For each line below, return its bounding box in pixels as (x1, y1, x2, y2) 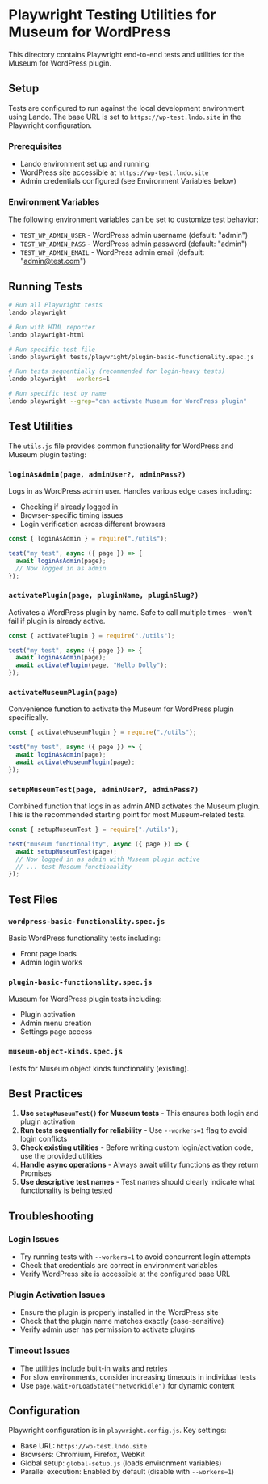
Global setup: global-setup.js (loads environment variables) (19, 1458, 222, 1468)
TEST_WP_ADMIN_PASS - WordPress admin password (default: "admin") (19, 239, 248, 248)
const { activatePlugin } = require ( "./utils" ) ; (8, 631, 175, 640)
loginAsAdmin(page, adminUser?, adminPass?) (8, 469, 186, 479)
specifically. (8, 713, 48, 723)
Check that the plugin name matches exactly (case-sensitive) (19, 1317, 224, 1326)
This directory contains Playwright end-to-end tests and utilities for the (8, 49, 245, 59)
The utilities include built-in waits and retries (19, 1363, 168, 1373)
